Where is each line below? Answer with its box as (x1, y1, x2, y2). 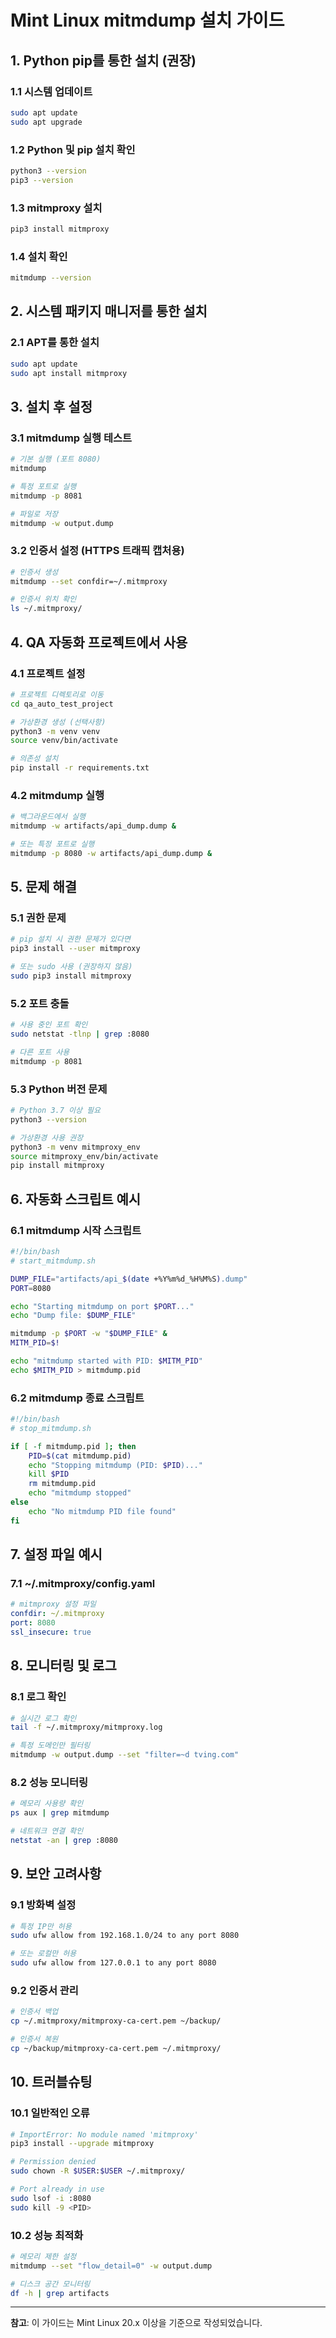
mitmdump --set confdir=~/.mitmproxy (10, 576, 168, 586)
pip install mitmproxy (10, 1161, 105, 1171)
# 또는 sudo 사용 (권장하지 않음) (10, 962, 133, 972)
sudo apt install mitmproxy (10, 368, 128, 378)
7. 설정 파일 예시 (10, 1546, 103, 1563)
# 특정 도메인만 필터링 (10, 1741, 91, 1751)
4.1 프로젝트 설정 (10, 666, 86, 680)
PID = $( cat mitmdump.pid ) (28, 1451, 132, 1461)
